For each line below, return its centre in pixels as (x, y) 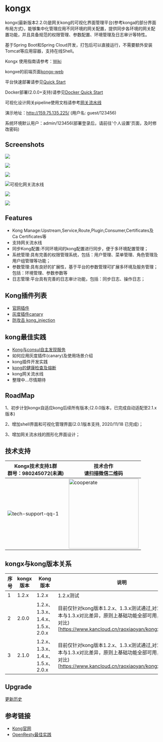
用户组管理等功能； (31, 260)
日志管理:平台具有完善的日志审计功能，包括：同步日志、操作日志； (79, 279)
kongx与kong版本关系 (38, 564)
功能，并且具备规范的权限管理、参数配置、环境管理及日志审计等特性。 (79, 34)
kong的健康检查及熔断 (34, 368)
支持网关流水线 (27, 242)
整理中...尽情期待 (29, 380)
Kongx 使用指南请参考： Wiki (33, 61)
